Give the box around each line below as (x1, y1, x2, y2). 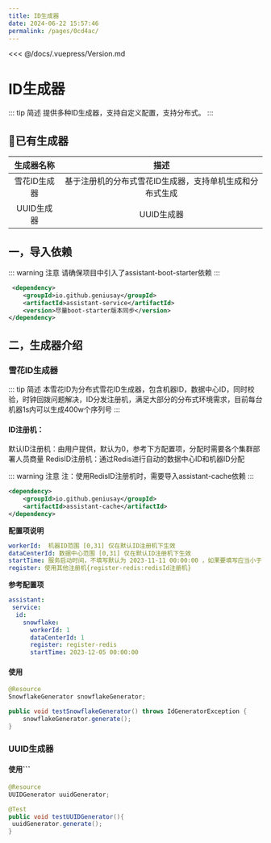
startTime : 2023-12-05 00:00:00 (29, 648, 139, 656)
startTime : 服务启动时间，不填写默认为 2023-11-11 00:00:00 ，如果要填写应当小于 (8, 556, 262, 565)
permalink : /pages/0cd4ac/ (8, 27, 99, 35)
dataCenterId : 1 (29, 633, 85, 642)
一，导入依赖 (8, 245, 73, 258)
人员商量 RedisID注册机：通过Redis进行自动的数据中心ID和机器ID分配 (15, 454, 245, 464)
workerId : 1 (29, 626, 70, 634)
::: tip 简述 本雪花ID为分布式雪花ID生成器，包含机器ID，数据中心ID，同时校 (8, 384, 255, 394)
